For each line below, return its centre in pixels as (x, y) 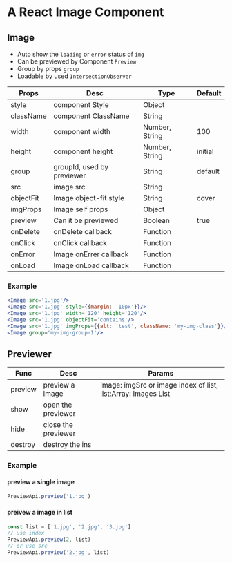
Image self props (81, 209)
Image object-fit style (89, 198)
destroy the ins (67, 445)
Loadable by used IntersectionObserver (75, 76)
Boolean (156, 220)
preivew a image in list (40, 512)
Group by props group (48, 69)
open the (58, 405)
